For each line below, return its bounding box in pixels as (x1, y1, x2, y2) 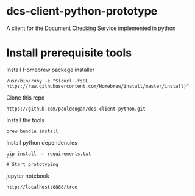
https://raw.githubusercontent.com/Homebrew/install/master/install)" (6, 83, 190, 89)
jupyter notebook (6, 172, 50, 180)
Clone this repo (6, 93, 45, 101)
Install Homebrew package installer (6, 66, 95, 73)
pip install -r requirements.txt (6, 151, 91, 157)
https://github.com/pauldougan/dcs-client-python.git (6, 106, 146, 112)
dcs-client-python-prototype (6, 4, 158, 18)
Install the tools (6, 116, 44, 123)
